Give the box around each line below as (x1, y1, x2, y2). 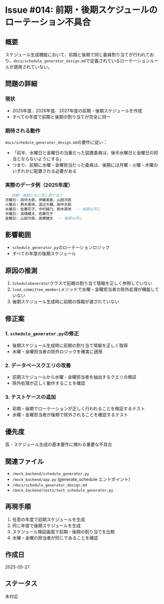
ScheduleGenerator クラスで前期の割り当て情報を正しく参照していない (12, 280, 153, 286)
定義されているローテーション (90, 58, 150, 64)
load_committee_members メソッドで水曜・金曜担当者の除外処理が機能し (12, 286, 155, 292)
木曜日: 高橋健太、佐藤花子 (5, 211, 54, 216)
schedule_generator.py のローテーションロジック (12, 245, 110, 251)
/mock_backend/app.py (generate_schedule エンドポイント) (12, 477, 131, 482)
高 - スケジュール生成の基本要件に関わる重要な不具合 (5, 442, 113, 448)
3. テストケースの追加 (5, 394, 56, 401)
